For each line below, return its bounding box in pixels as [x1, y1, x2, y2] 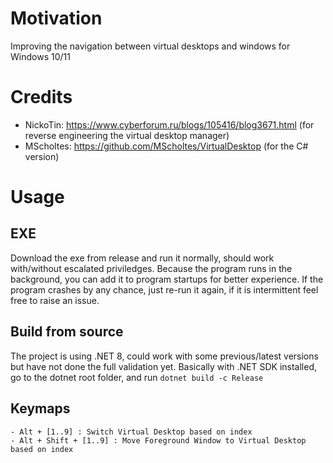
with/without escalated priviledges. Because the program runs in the [10, 262, 293, 274]
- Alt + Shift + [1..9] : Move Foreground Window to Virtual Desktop [10, 435, 307, 446]
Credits [10, 86, 73, 109]
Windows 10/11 [10, 50, 71, 62]
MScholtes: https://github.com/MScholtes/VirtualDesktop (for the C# [24, 140, 309, 152]
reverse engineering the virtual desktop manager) [24, 129, 230, 141]
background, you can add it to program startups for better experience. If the [10, 273, 324, 285]
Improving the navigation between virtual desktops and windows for [10, 40, 291, 52]
